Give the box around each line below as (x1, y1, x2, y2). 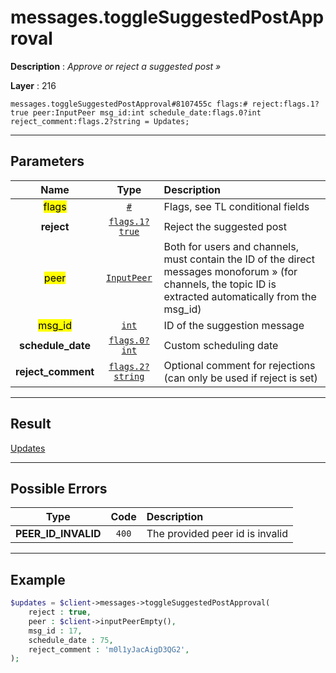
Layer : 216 (10, 79, 57, 91)
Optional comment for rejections (163, 358, 316, 372)
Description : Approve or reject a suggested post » (10, 60, 222, 72)
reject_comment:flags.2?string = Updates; (10, 116, 190, 126)
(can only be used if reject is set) (163, 371, 318, 385)
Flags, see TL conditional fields (163, 199, 310, 213)
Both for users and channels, (163, 239, 299, 253)
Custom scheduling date (163, 338, 279, 352)
